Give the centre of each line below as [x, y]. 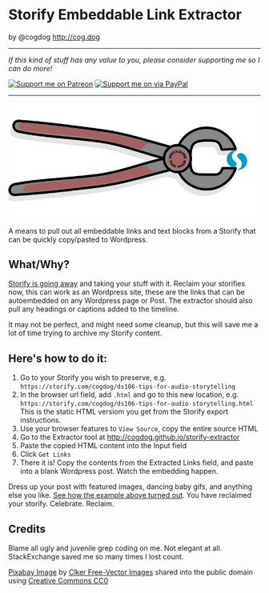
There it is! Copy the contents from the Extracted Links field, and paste [137, 463]
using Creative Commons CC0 [58, 580]
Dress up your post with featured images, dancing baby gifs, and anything [130, 487]
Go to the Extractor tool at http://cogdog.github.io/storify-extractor [130, 437]
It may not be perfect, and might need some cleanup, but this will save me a [133, 325]
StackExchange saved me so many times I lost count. [96, 556]
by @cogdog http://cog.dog [54, 37]
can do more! [30, 68]
